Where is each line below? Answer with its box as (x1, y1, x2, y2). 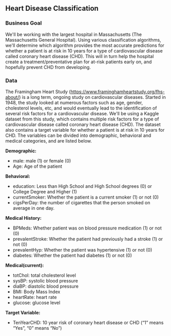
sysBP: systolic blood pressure (12, 277, 79, 284)
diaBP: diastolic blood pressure (12, 283, 79, 289)
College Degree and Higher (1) (12, 188, 77, 194)
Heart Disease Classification (5, 4, 99, 13)
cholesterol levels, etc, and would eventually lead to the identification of (5, 105, 157, 111)
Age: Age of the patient (12, 163, 63, 169)
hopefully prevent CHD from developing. (5, 64, 91, 70)
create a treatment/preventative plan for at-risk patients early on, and (5, 59, 152, 65)
